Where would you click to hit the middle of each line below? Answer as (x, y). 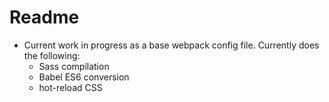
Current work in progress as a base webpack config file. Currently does (171, 45)
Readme (44, 17)
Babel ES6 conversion (84, 77)
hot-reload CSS (70, 87)
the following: (52, 55)
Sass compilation (74, 66)
